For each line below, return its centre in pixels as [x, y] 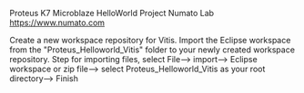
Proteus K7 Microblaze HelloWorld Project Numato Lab [112, 13]
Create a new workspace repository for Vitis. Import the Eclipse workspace [150, 40]
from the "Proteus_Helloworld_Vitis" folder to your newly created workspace [152, 50]
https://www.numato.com [57, 23]
